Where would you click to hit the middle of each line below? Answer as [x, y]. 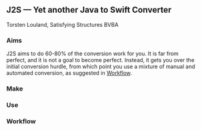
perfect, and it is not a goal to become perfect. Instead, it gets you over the [100, 60]
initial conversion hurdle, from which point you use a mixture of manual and [101, 67]
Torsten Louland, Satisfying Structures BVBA [62, 24]
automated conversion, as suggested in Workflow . [69, 73]
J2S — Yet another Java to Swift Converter [89, 10]
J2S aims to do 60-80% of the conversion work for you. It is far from [92, 53]
